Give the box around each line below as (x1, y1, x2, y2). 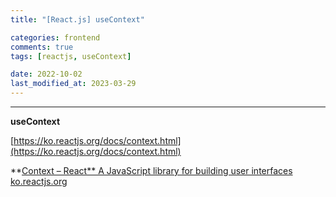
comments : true (10, 42, 74, 52)
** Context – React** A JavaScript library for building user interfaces (10, 165, 293, 176)
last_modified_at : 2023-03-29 (10, 79, 137, 89)
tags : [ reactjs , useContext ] (10, 51, 132, 61)
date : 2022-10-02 (10, 69, 83, 80)
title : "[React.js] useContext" (10, 14, 145, 25)
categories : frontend (10, 32, 101, 43)
